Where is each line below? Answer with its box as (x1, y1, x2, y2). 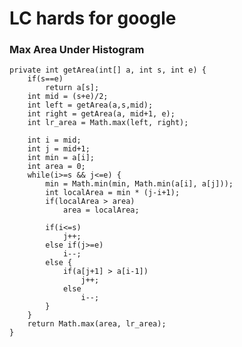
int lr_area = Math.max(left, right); (27, 118, 189, 128)
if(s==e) (27, 74, 64, 84)
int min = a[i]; (27, 153, 96, 163)
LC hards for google (9, 7, 177, 30)
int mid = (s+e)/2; (27, 92, 109, 102)
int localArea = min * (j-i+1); (45, 188, 181, 198)
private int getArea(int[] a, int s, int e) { (9, 65, 207, 76)
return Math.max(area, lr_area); (27, 319, 167, 329)
